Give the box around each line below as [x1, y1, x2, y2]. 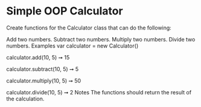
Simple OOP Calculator [6, 4, 123, 18]
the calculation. [6, 95, 45, 102]
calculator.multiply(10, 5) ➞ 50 [6, 77, 81, 84]
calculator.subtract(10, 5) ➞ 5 [6, 65, 79, 73]
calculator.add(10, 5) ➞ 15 [6, 53, 70, 61]
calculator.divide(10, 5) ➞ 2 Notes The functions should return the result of [6, 88, 192, 96]
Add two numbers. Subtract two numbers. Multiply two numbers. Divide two [6, 35, 196, 43]
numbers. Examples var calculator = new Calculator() [6, 42, 139, 49]
